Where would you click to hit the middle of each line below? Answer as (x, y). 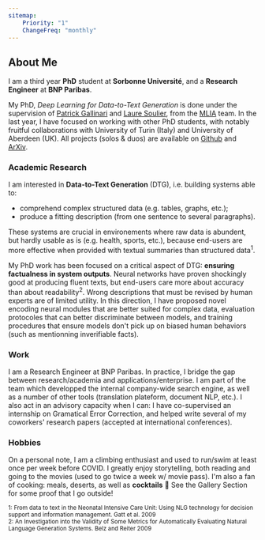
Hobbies (25, 443)
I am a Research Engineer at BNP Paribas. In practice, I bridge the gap (122, 372)
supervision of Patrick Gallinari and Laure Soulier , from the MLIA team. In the (132, 113)
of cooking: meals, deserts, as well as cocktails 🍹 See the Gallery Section (128, 485)
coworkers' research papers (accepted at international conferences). (120, 422)
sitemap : (22, 15)
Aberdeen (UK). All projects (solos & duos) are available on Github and (122, 138)
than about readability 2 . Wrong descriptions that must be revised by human (131, 291)
